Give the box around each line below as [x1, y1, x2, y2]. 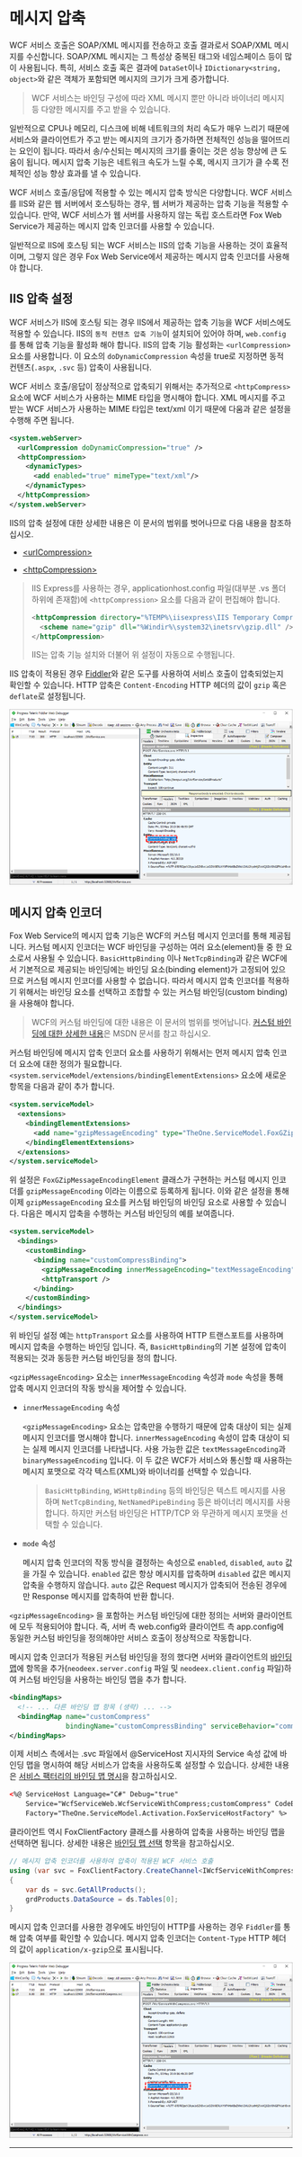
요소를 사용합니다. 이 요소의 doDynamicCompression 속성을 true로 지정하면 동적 [9, 350, 285, 361]
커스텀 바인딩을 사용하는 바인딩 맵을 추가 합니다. [18, 1674, 187, 1685]
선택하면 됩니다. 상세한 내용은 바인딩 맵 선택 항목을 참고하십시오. [9, 1838, 235, 1848]
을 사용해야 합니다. [9, 998, 75, 1008]
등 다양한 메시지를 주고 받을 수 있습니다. [31, 103, 171, 114]
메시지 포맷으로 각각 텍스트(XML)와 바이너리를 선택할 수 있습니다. [22, 1466, 252, 1476]
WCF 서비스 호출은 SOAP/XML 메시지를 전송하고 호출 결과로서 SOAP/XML [9, 40, 272, 50]
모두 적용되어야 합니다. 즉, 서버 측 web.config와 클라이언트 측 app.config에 [18, 1621, 285, 1632]
